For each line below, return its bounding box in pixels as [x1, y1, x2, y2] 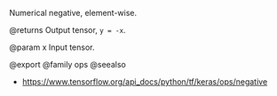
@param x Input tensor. [9, 42, 95, 52]
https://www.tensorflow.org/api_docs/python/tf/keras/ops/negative [21, 76, 268, 87]
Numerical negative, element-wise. [9, 8, 138, 18]
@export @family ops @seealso [9, 60, 126, 69]
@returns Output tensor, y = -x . [9, 25, 126, 35]
